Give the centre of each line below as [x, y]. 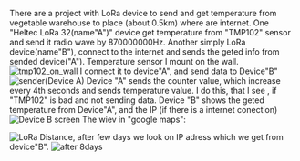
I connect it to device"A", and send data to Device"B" [179, 71]
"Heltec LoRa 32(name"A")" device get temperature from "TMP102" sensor [150, 32]
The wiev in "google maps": [134, 119]
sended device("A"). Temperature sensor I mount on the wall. [124, 61]
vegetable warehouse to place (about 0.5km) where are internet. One [139, 23]
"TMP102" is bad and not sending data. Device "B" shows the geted [137, 100]
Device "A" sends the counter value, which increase [183, 80]
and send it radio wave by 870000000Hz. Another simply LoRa [128, 42]
